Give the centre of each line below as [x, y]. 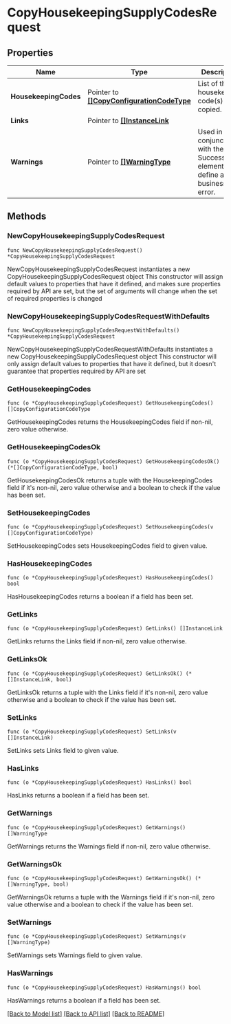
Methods [27, 216]
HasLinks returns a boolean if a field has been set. [78, 796]
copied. [210, 109]
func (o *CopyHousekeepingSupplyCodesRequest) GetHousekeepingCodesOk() [113, 461]
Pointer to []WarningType [129, 162]
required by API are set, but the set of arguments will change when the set [112, 291]
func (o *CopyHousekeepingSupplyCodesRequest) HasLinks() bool [100, 782]
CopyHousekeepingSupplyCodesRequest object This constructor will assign [115, 276]
